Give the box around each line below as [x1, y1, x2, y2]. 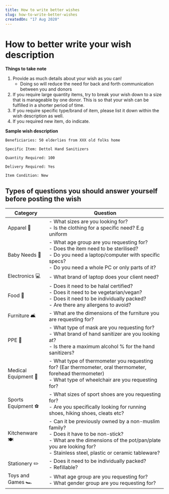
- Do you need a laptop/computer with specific [49, 251, 160, 258]
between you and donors [20, 86, 72, 92]
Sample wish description [5, 128, 58, 134]
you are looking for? [49, 443, 96, 450]
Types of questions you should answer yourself [5, 187, 158, 195]
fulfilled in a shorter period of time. [12, 102, 84, 108]
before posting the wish [5, 194, 81, 203]
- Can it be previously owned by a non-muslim [49, 418, 160, 425]
